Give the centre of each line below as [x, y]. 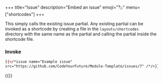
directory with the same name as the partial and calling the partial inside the [81, 34]
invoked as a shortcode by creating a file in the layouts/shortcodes [72, 29]
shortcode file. [20, 39]
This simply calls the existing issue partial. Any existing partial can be [74, 24]
